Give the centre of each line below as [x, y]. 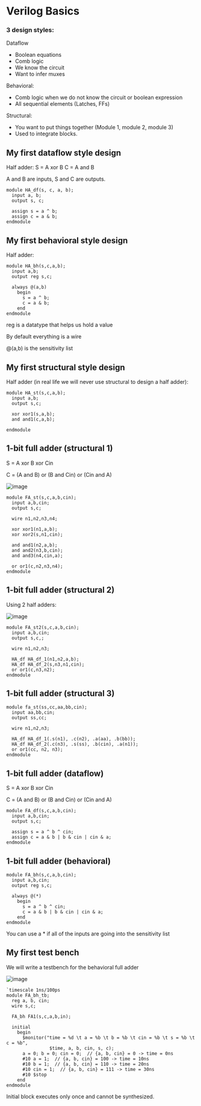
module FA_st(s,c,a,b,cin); [42, 497]
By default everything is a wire [44, 337]
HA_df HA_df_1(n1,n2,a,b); [45, 659]
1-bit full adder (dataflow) [55, 773]
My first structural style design [66, 367]
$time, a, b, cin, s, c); [82, 1048]
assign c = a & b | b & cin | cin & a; [62, 837]
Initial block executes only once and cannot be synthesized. [80, 1096]
